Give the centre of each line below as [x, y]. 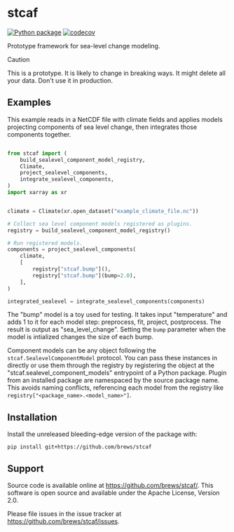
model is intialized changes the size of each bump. [81, 337]
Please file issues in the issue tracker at [64, 514]
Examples [29, 103]
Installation [32, 417]
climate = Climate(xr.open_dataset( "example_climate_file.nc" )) [103, 211]
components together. [39, 134]
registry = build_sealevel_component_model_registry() [89, 230]
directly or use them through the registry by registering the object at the [111, 365]
